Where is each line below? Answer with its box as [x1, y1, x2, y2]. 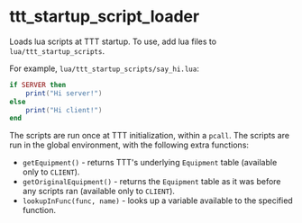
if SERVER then [9, 80, 67, 89]
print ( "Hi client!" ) [25, 105, 103, 114]
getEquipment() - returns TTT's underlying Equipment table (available [22, 157, 278, 168]
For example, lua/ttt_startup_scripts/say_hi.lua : [9, 63, 200, 74]
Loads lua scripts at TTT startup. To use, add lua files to [9, 36, 217, 47]
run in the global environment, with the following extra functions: [9, 139, 250, 150]
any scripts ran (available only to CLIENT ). [22, 186, 176, 197]
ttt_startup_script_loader [9, 6, 200, 27]
